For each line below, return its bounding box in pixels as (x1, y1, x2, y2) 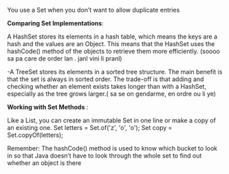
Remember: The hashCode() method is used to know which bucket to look (7, 144, 218, 152)
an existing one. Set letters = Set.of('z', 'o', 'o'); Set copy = (7, 124, 173, 131)
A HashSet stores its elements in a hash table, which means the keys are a (7, 32, 218, 41)
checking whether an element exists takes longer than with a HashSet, (7, 83, 206, 90)
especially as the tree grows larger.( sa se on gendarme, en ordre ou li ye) (7, 89, 217, 98)
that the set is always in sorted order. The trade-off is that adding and (7, 75, 204, 83)
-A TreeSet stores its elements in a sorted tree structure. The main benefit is (7, 68, 223, 76)
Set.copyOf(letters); (7, 131, 64, 139)
